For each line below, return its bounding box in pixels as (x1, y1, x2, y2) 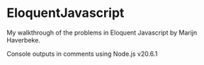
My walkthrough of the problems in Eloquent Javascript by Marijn (6, 28, 198, 37)
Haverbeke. (6, 35, 40, 44)
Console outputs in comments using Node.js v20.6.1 (6, 49, 158, 58)
